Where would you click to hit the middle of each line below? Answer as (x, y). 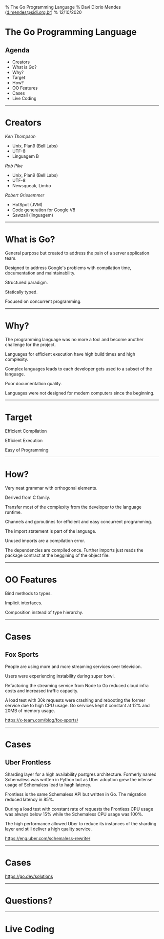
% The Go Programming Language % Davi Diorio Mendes (63, 7)
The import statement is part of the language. (51, 531)
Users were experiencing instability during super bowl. (60, 676)
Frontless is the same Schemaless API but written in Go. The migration (76, 794)
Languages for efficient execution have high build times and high (70, 354)
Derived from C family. (28, 497)
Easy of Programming (27, 450)
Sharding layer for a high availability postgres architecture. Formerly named (81, 774)
